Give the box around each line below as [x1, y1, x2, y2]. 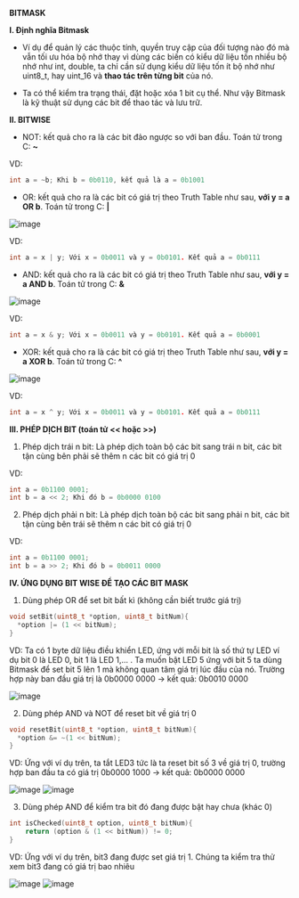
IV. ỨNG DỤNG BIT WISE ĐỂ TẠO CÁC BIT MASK [9, 578, 189, 588]
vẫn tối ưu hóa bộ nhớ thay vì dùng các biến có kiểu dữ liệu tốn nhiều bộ [21, 52, 287, 61]
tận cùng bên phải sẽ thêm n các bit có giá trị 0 [21, 450, 196, 461]
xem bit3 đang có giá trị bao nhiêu [9, 861, 135, 871]
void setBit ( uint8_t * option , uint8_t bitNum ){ [9, 612, 190, 621]
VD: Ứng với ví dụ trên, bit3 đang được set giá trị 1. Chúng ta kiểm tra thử [9, 851, 276, 862]
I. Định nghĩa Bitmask [9, 25, 90, 35]
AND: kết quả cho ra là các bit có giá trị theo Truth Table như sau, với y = [21, 269, 290, 280]
